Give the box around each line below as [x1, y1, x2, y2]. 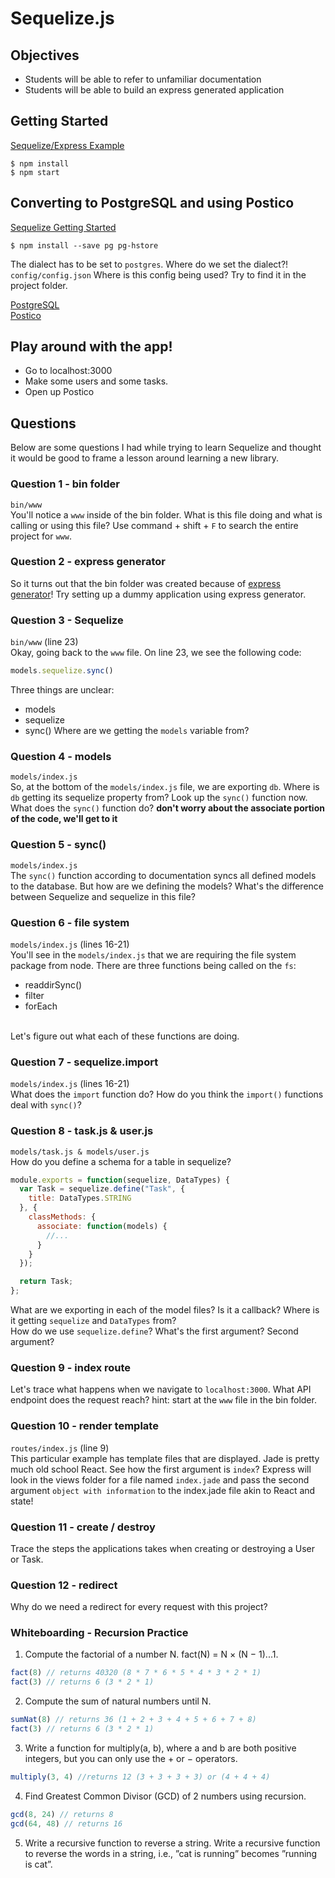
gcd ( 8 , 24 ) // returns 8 [10, 1809, 114, 1819]
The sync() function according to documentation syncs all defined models [10, 869, 317, 881]
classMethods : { [28, 1212, 97, 1222]
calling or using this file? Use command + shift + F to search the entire [10, 519, 299, 531]
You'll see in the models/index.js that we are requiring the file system [10, 948, 297, 961]
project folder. [10, 279, 68, 291]
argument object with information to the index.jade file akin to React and [10, 1484, 316, 1496]
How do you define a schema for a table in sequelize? [10, 1155, 232, 1167]
